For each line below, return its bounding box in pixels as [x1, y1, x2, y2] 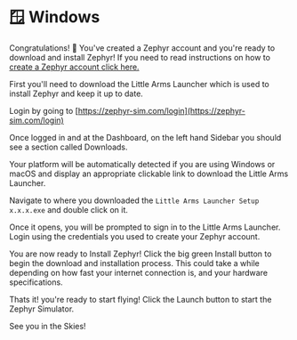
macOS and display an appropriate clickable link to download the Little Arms [9, 168, 289, 179]
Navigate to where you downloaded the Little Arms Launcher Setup [9, 195, 260, 206]
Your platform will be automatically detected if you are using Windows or [9, 158, 276, 169]
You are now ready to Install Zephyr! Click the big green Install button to [9, 248, 272, 259]
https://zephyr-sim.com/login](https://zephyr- [77, 105, 246, 116]
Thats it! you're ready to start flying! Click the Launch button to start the [9, 294, 272, 304]
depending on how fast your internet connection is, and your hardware [9, 267, 269, 278]
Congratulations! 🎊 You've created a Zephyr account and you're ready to [9, 42, 276, 53]
